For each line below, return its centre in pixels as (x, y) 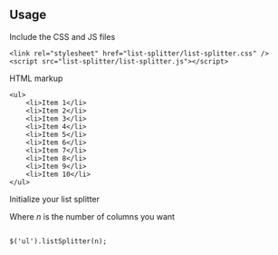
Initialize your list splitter (55, 199)
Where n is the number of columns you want (92, 216)
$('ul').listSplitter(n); (58, 241)
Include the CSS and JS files (62, 36)
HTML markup (36, 78)
